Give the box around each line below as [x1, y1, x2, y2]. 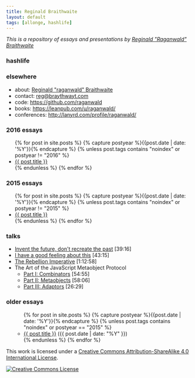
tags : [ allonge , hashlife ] [6, 19, 72, 25]
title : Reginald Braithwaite [6, 8, 78, 15]
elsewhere [6, 73, 37, 81]
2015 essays [6, 179, 43, 187]
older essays [6, 298, 44, 306]
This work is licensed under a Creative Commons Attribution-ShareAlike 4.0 [6, 347, 189, 354]
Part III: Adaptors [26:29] [23, 283, 84, 290]
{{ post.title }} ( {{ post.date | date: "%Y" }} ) [23, 330, 128, 337]
